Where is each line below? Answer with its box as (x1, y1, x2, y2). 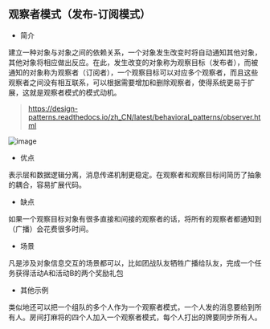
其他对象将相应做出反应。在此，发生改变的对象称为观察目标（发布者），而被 (8, 57, 259, 67)
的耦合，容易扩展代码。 (8, 180, 86, 189)
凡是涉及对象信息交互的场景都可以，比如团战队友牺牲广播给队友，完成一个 (8, 258, 255, 267)
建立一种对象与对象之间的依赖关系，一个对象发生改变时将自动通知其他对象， (8, 47, 262, 57)
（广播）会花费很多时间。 (8, 224, 93, 234)
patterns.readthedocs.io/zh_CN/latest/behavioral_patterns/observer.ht (27, 112, 261, 122)
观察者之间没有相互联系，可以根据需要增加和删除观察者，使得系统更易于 (8, 77, 247, 87)
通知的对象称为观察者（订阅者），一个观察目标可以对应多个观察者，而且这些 (8, 67, 259, 77)
